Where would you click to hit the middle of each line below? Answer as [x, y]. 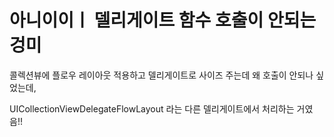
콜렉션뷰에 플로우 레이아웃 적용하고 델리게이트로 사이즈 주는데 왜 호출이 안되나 [161, 75]
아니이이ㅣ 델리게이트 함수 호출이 [136, 20]
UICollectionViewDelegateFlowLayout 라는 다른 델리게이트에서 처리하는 [152, 108]
